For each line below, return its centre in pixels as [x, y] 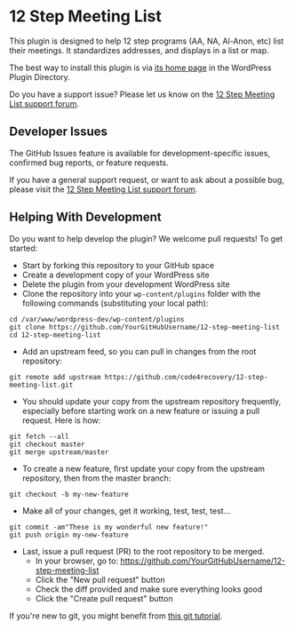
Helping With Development [85, 217]
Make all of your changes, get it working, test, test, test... [126, 510]
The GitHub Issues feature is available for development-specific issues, [140, 153]
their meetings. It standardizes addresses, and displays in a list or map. [139, 50]
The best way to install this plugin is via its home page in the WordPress [140, 68]
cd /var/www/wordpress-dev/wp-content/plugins [97, 319]
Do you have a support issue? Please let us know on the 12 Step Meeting [142, 94]
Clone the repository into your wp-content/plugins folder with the [141, 293]
